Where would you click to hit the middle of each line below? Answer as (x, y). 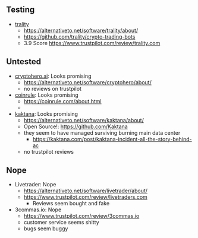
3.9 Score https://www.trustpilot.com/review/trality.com (92, 43)
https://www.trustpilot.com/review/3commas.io (81, 216)
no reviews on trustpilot (53, 88)
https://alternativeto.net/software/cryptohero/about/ (87, 82)
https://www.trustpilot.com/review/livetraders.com (85, 197)
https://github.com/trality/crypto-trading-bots (79, 37)
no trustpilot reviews (49, 151)
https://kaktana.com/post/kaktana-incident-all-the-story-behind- (112, 139)
